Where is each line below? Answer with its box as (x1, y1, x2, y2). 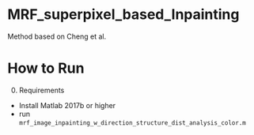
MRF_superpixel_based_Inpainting (7, 6, 240, 24)
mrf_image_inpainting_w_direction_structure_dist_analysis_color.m (18, 118, 246, 127)
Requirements (18, 85, 65, 95)
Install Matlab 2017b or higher (18, 100, 116, 110)
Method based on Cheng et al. (7, 32, 107, 41)
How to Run (7, 59, 85, 77)
